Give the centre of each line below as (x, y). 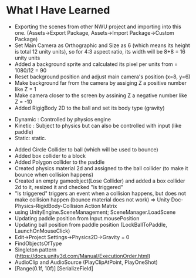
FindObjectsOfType (38, 243)
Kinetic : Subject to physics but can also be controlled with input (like (98, 125)
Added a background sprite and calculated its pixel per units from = (96, 64)
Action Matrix (101, 206)
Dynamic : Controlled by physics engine (63, 119)
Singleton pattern (36, 249)
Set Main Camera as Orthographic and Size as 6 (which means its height (102, 45)
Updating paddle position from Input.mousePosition (77, 218)
